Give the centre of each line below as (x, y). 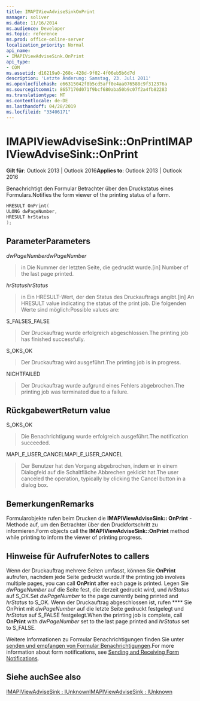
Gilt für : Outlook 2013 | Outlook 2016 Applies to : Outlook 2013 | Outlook (94, 170)
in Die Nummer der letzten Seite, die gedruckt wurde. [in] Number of (104, 267)
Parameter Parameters (49, 241)
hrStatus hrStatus (27, 285)
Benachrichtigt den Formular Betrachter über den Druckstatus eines (90, 188)
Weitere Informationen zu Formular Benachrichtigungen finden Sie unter (95, 639)
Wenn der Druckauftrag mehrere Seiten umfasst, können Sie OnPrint (91, 571)
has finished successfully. (53, 339)
